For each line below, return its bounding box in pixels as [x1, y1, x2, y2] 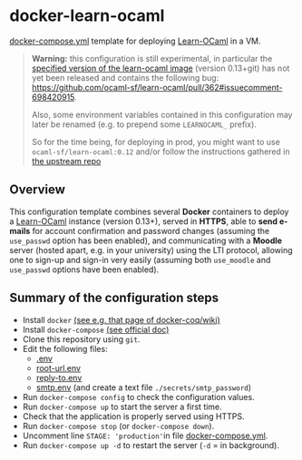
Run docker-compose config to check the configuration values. [22, 391, 256, 402]
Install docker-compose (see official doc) [22, 324, 170, 335]
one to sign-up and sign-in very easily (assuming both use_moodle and [9, 254, 271, 265]
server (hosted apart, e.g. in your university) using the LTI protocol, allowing [9, 244, 293, 255]
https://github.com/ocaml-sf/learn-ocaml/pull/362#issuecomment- [31, 82, 283, 93]
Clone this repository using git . [22, 333, 141, 345]
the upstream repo [31, 155, 102, 166]
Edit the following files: [22, 343, 108, 354]
